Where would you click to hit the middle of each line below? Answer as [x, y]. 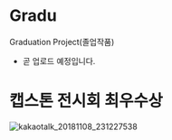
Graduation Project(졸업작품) [62, 42]
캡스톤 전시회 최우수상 [86, 101]
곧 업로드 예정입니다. [59, 61]
